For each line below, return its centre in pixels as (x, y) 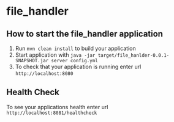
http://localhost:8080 (44, 74)
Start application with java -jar (55, 55)
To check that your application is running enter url (78, 66)
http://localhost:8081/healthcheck (52, 113)
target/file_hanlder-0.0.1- (134, 56)
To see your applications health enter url (57, 107)
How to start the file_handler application (85, 34)
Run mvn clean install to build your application (75, 48)
